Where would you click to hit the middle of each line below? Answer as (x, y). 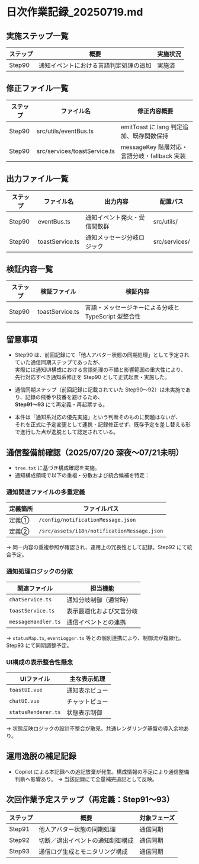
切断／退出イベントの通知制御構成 (86, 840)
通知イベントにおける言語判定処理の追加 (95, 66)
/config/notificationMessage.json (87, 520)
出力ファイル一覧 (37, 179)
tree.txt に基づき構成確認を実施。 (57, 468)
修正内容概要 (155, 111)
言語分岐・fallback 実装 (153, 156)
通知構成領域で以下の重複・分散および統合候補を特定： (82, 476)
